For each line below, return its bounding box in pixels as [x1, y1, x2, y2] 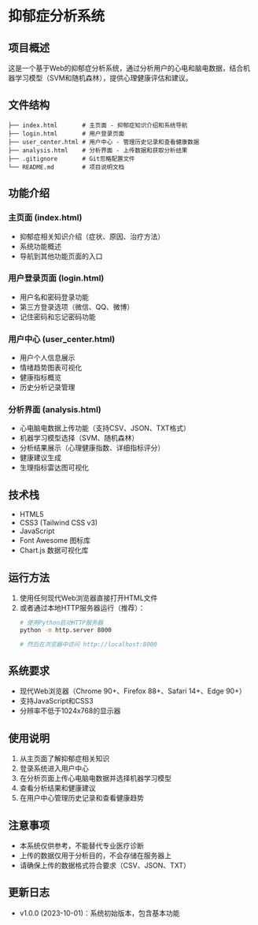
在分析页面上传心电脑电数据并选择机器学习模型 [19, 774, 171, 783]
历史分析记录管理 [19, 383, 76, 392]
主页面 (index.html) [8, 212, 83, 223]
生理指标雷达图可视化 [19, 462, 89, 473]
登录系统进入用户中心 [19, 763, 89, 773]
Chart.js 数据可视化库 [19, 545, 89, 555]
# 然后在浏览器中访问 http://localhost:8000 [19, 640, 157, 648]
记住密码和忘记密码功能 [19, 312, 96, 321]
